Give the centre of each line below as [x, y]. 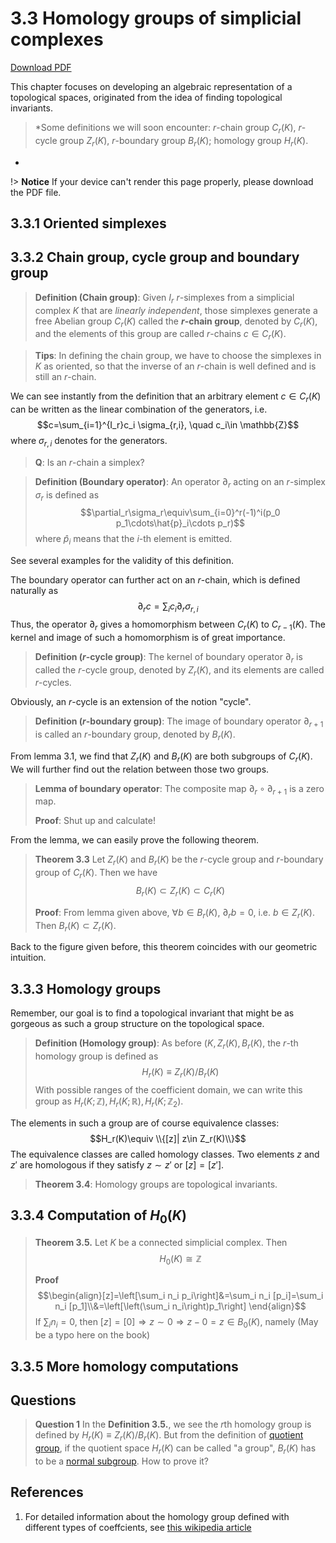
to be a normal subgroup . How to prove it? [122, 1461]
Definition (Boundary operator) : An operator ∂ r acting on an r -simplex [180, 482]
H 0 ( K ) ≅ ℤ [180, 1259]
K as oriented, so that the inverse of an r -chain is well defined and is [175, 366]
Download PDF [41, 67]
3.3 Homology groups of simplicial [156, 18]
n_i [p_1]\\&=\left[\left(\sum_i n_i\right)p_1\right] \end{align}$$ [180, 1306]
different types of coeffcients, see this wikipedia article [138, 1527]
